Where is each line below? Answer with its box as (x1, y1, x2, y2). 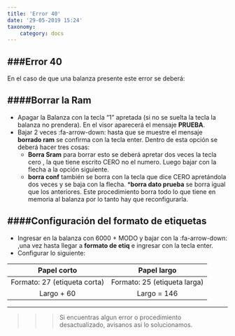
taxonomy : (7, 23, 36, 30)
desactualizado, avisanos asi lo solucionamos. (59, 320, 193, 329)
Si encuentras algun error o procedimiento (59, 313, 182, 321)
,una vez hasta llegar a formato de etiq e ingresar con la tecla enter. (17, 241, 213, 249)
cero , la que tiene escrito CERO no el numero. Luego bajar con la (27, 157, 217, 166)
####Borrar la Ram (7, 94, 92, 106)
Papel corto (38, 265, 78, 275)
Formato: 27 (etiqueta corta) (10, 277, 105, 287)
